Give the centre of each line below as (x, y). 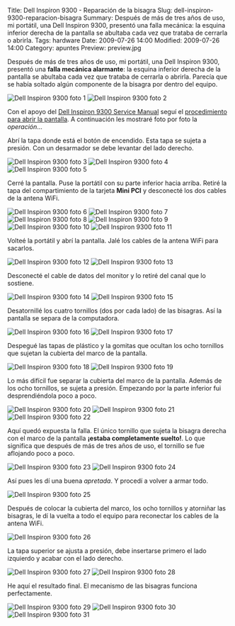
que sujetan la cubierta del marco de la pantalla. (77, 353)
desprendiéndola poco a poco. (52, 396)
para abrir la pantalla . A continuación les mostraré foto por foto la (102, 119)
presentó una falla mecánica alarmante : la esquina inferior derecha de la (114, 69)
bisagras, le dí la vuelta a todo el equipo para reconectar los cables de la (113, 516)
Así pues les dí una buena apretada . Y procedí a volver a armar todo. (108, 481)
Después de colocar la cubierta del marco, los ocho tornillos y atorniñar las (117, 508)
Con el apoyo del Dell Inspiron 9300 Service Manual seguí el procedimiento (117, 112)
